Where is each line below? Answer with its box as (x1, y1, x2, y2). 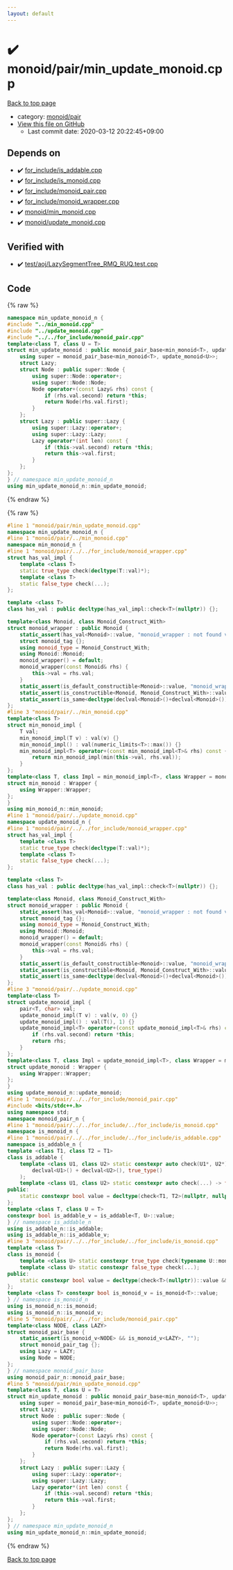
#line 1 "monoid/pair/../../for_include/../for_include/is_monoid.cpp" (7, 1122, 218, 1128)
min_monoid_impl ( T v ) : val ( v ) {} (19, 734, 119, 741)
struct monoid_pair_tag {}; (19, 1341, 101, 1349)
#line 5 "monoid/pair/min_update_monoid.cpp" (7, 1380, 141, 1387)
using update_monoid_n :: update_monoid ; (7, 1090, 123, 1096)
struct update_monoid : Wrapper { (7, 1063, 107, 1071)
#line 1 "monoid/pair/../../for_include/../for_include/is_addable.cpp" (7, 1135, 222, 1142)
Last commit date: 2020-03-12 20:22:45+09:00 (27, 127, 164, 136)
